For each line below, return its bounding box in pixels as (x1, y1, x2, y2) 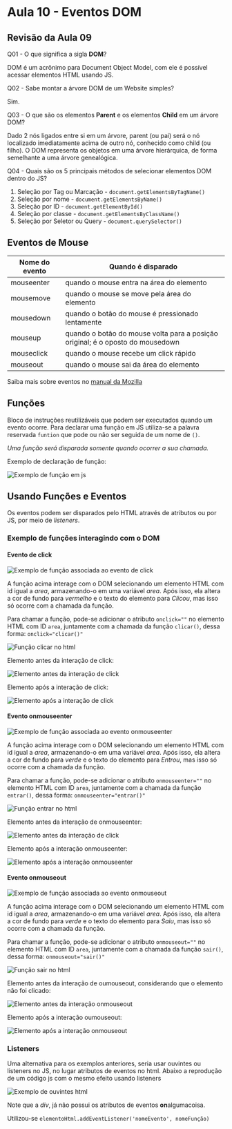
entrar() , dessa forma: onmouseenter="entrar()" (7, 791, 146, 799)
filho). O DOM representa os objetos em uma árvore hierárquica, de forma (7, 146, 217, 154)
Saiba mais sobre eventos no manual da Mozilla (7, 377, 143, 385)
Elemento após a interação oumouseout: (7, 1013, 122, 1021)
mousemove (10, 293, 51, 302)
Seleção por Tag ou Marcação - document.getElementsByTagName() (17, 188, 206, 195)
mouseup (10, 333, 41, 342)
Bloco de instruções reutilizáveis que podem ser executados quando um (7, 416, 213, 424)
